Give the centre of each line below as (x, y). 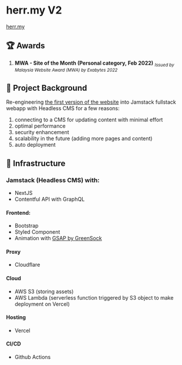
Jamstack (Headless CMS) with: (53, 180)
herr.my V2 (34, 10)
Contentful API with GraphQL (50, 199)
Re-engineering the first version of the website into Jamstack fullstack (91, 102)
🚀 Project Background (47, 88)
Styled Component (37, 232)
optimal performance (40, 126)
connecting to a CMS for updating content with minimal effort (89, 120)
